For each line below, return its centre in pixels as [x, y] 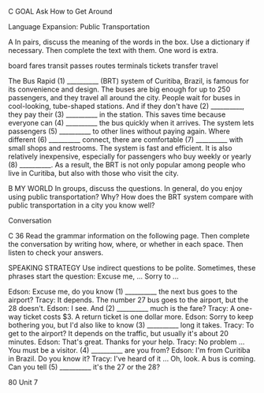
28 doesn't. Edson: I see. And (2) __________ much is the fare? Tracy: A [122, 308]
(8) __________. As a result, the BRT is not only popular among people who [127, 165]
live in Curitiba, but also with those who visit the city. [93, 173]
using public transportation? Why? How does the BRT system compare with [131, 197]
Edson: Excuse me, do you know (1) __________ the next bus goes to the [123, 292]
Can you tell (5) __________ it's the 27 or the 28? [84, 367]
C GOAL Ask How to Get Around [60, 11]
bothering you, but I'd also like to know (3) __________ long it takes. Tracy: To [131, 325]
